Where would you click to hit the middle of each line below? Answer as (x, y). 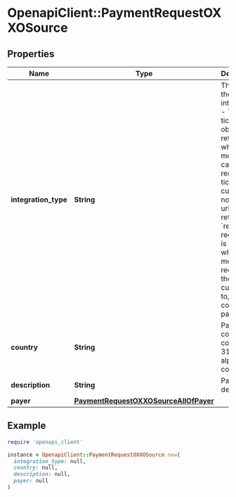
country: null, (36, 468)
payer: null (31, 481)
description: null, (42, 475)
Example (27, 426)
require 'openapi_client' (45, 442)
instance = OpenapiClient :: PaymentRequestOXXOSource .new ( (94, 455)
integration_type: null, (50, 461)
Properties (31, 54)
